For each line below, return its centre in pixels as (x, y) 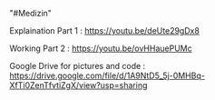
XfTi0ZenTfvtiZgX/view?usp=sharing (78, 85)
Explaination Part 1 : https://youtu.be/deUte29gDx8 (104, 30)
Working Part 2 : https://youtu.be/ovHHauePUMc (101, 48)
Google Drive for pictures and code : (78, 66)
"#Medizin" (31, 13)
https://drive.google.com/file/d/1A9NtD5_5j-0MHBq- (107, 75)
